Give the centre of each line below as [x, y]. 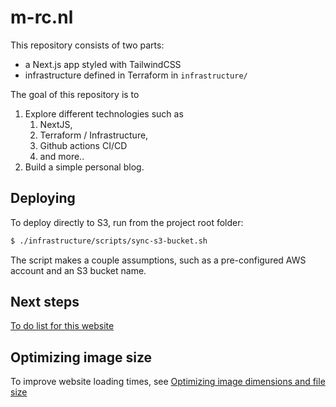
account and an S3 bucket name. [78, 270]
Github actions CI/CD [83, 145]
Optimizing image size [81, 357]
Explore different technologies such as [104, 113]
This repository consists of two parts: [87, 45]
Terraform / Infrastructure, [94, 135]
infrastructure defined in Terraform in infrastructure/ [136, 75]
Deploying [43, 198]
